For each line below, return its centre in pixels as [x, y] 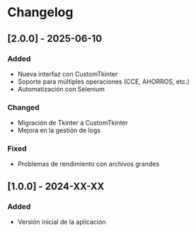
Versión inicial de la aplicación [62, 222]
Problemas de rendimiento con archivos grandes [88, 164]
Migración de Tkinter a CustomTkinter [73, 123]
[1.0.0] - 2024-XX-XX [56, 186]
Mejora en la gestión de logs [59, 130]
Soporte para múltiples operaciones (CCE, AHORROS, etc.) [103, 81]
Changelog [40, 12]
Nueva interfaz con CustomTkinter [68, 74]
